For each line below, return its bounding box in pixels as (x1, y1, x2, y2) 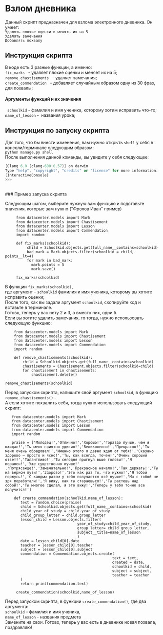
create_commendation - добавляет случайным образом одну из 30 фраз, (5, 80, 155, 86)
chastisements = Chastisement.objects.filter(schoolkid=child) (22, 364, 154, 369)
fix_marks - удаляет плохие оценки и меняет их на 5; (5, 69, 118, 75)
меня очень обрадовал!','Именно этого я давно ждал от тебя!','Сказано (5, 449, 154, 454)
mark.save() (31, 267, 56, 272)
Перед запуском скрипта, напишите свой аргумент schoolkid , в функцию (5, 390, 158, 395)
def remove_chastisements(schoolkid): (14, 355, 93, 360)
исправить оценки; (5, 294, 45, 300)
